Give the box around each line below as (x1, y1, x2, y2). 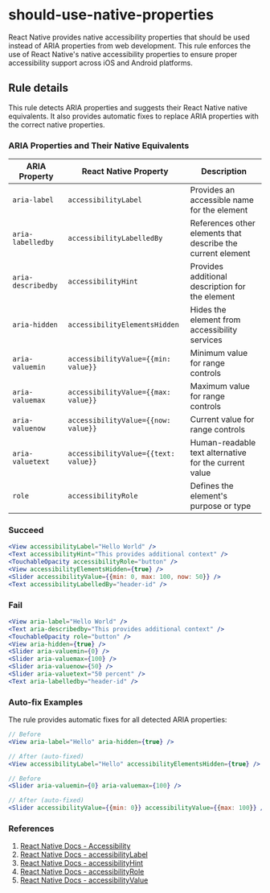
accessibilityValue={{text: (67, 449, 175, 458)
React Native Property (81, 166, 169, 177)
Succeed (8, 524, 44, 535)
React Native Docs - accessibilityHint (19, 858, 143, 868)
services (190, 334, 223, 345)
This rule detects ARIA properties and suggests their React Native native (8, 102, 247, 112)
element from (190, 314, 241, 325)
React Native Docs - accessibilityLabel (19, 850, 149, 859)
